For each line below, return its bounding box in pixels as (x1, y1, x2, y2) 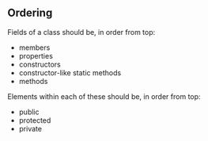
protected (18, 115, 51, 125)
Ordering (7, 6, 53, 20)
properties (18, 51, 53, 60)
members (18, 43, 51, 52)
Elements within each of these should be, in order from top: (7, 91, 201, 101)
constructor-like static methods (18, 67, 122, 78)
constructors (18, 59, 61, 69)
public (18, 107, 40, 116)
